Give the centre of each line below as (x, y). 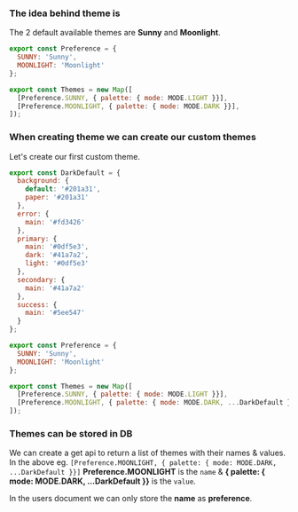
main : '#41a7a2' (55, 288)
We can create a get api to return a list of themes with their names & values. (148, 453)
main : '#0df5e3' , (57, 247)
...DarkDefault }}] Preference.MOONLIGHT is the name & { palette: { (137, 472)
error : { (33, 214)
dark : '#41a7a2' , (57, 256)
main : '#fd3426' (55, 222)
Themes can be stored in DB (71, 434)
